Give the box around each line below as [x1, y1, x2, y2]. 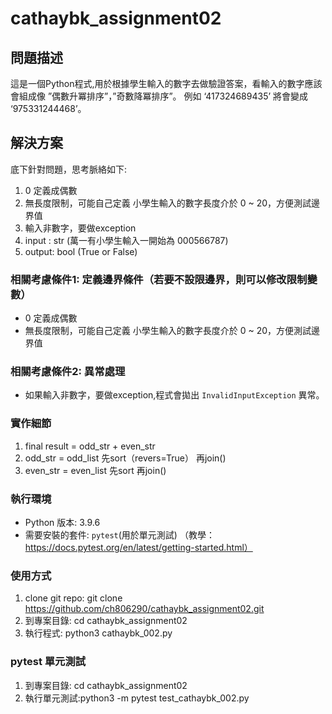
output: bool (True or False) [24, 245, 138, 257]
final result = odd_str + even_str [24, 440, 156, 452]
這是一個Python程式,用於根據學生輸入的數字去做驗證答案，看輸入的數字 [10, 78, 305, 89]
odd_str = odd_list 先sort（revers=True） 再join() [24, 452, 227, 464]
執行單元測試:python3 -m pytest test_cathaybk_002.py [24, 692, 250, 704]
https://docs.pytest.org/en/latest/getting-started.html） [24, 542, 253, 553]
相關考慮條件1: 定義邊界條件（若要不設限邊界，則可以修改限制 [10, 272, 308, 286]
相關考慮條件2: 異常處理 [10, 365, 126, 379]
